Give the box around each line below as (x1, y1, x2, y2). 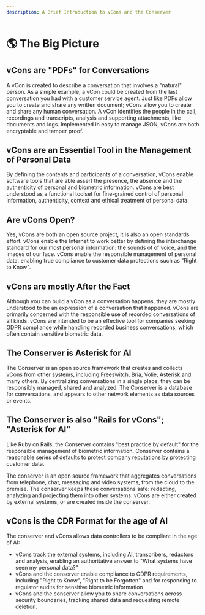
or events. (6, 396, 32, 404)
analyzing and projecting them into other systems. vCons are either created (6, 492, 197, 499)
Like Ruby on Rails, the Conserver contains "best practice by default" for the (6, 440, 199, 448)
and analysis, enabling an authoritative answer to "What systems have (15, 557, 193, 565)
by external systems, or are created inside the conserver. (6, 498, 151, 505)
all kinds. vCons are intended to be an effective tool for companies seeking (6, 317, 195, 325)
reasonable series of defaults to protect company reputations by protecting (6, 454, 196, 461)
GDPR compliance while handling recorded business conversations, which (6, 323, 194, 331)
